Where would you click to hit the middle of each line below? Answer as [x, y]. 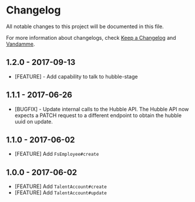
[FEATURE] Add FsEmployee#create [57, 154]
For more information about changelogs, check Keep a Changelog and [91, 37]
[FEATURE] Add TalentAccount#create [60, 186]
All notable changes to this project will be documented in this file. [85, 26]
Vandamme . [21, 44]
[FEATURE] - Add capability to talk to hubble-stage [76, 76]
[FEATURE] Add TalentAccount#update [60, 193]
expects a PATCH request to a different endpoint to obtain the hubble [98, 115]
